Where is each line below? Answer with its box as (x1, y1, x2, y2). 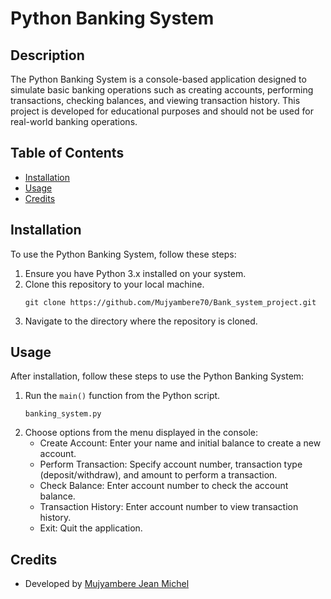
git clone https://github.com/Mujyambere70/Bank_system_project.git (24, 297, 317, 307)
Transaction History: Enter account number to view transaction (39, 501, 299, 513)
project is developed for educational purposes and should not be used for (10, 105, 314, 117)
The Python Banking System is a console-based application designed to (10, 73, 307, 85)
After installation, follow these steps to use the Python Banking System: (10, 370, 305, 382)
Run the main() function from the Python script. (24, 390, 221, 402)
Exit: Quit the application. (39, 522, 143, 534)
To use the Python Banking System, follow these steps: (10, 248, 237, 260)
